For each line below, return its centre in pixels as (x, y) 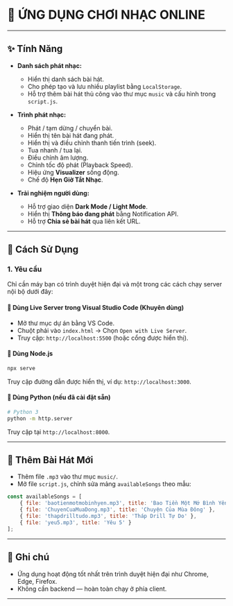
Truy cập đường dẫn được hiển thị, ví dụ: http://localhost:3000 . (100, 381)
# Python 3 (23, 412)
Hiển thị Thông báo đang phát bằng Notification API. (103, 214)
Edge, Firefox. (37, 581)
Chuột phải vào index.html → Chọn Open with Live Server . (102, 330)
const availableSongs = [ (44, 497)
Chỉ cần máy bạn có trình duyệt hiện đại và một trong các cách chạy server (115, 284)
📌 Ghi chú (28, 557)
